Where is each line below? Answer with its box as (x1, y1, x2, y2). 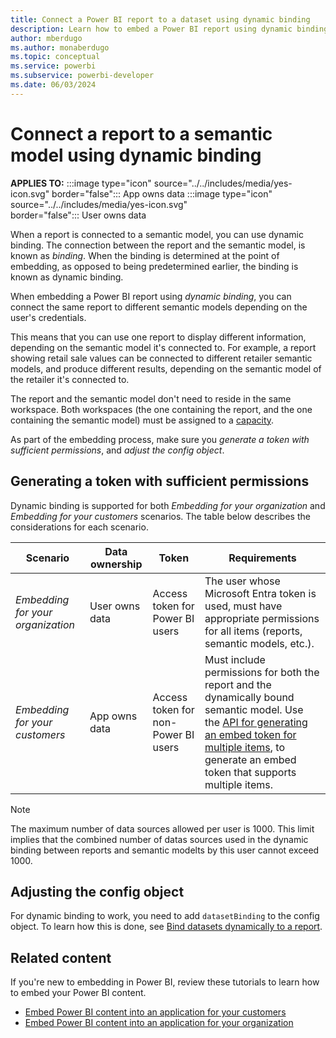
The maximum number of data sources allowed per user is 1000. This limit (10, 822, 315, 835)
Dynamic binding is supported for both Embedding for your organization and (10, 499, 326, 511)
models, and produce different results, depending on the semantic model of (10, 362, 322, 375)
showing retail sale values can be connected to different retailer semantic (10, 352, 313, 364)
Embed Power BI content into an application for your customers (24, 1006, 287, 1018)
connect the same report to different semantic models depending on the (10, 301, 308, 313)
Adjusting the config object (10, 883, 185, 900)
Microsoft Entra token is (204, 586, 317, 600)
